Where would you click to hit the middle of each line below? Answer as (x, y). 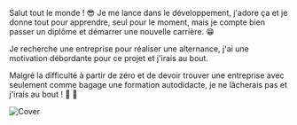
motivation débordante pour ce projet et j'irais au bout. (109, 58)
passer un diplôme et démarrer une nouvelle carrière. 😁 (112, 31)
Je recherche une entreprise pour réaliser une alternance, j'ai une (129, 49)
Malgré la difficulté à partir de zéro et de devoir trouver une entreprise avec (147, 75)
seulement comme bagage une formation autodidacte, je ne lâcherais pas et (148, 85)
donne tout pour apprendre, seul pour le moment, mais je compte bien (137, 22)
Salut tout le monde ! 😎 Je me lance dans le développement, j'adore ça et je (148, 13)
